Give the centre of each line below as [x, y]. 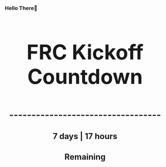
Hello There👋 [21, 8]
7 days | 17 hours [85, 136]
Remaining [85, 157]
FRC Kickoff [85, 52]
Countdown [85, 76]
